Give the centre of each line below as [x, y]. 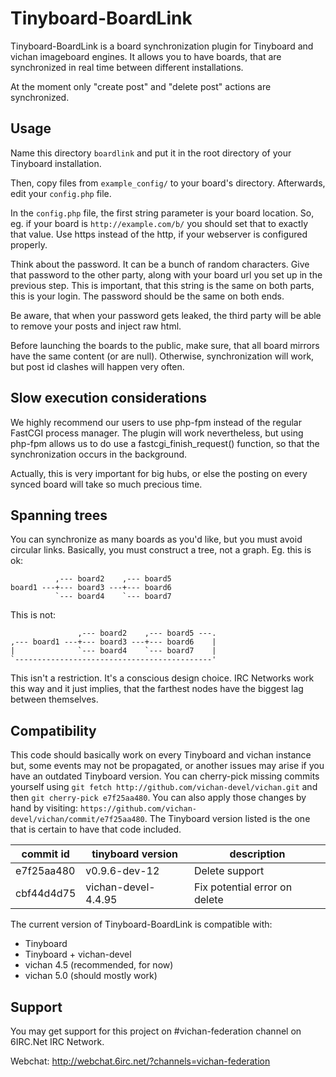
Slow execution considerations [109, 398]
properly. [29, 244]
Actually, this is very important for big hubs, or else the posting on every [159, 473]
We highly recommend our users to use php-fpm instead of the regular [156, 422]
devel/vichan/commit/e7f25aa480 [77, 820]
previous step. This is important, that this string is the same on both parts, [162, 285]
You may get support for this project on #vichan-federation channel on [156, 1031]
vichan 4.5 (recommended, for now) [99, 965]
